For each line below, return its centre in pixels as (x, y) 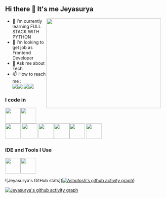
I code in (16, 99)
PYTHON (21, 37)
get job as (22, 47)
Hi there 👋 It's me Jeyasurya (49, 9)
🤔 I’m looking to (28, 42)
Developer (23, 58)
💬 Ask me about (28, 63)
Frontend (21, 52)
